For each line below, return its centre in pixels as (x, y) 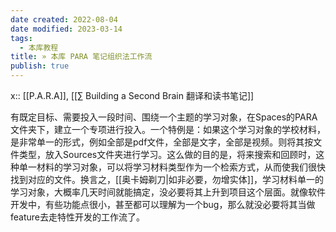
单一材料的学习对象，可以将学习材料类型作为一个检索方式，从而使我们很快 (172, 167)
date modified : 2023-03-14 (66, 29)
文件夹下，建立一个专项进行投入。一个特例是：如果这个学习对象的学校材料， (168, 129)
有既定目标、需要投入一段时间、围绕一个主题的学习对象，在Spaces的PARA (164, 117)
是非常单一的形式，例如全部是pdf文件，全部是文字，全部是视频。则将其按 (162, 142)
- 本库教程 (39, 47)
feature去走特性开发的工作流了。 (77, 217)
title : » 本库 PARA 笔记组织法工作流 (81, 57)
